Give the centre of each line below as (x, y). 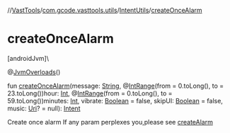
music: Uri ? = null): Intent (44, 108)
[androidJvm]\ (28, 58)
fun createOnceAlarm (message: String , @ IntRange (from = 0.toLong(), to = (116, 86)
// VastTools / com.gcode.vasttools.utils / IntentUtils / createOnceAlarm (105, 10)
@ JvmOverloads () (34, 72)
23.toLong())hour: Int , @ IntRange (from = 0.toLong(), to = (90, 93)
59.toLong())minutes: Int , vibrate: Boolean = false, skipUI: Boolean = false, (115, 100)
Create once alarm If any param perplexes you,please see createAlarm (110, 122)
